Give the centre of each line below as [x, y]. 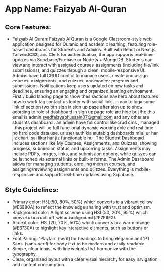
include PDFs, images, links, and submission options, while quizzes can [84, 154]
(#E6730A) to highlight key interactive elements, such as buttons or [80, 228]
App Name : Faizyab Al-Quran [66, 9]
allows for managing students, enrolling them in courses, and [74, 164]
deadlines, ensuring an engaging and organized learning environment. [83, 91]
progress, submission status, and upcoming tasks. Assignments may [81, 149]
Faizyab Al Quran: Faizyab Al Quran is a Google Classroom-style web [82, 39]
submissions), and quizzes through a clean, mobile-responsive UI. [79, 70]
